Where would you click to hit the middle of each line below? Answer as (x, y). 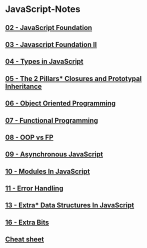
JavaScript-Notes (43, 9)
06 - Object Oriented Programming (60, 103)
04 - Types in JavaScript (44, 62)
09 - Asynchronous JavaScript (54, 154)
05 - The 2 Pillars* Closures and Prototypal (73, 78)
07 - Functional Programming (52, 120)
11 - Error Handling (34, 188)
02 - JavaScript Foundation (49, 28)
